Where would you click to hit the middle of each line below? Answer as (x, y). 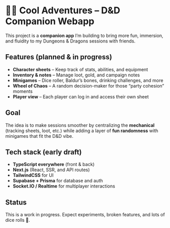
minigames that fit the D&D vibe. (39, 136)
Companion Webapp (50, 21)
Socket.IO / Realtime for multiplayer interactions (64, 186)
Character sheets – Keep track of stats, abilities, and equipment (80, 69)
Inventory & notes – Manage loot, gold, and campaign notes (76, 75)
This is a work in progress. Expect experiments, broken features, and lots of (85, 215)
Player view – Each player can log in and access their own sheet (81, 96)
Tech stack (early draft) (44, 152)
